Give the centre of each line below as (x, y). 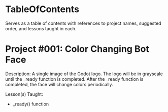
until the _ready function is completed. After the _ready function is (74, 79)
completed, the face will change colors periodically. (59, 84)
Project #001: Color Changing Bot (77, 49)
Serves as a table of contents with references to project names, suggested (83, 23)
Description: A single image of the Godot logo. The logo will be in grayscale (84, 74)
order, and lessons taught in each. (41, 28)
